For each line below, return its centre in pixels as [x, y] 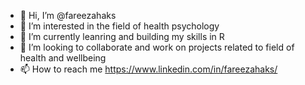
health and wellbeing [63, 58]
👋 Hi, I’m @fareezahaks [68, 15]
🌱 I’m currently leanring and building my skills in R [122, 36]
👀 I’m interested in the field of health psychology [119, 26]
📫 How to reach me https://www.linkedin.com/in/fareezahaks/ [148, 69]
